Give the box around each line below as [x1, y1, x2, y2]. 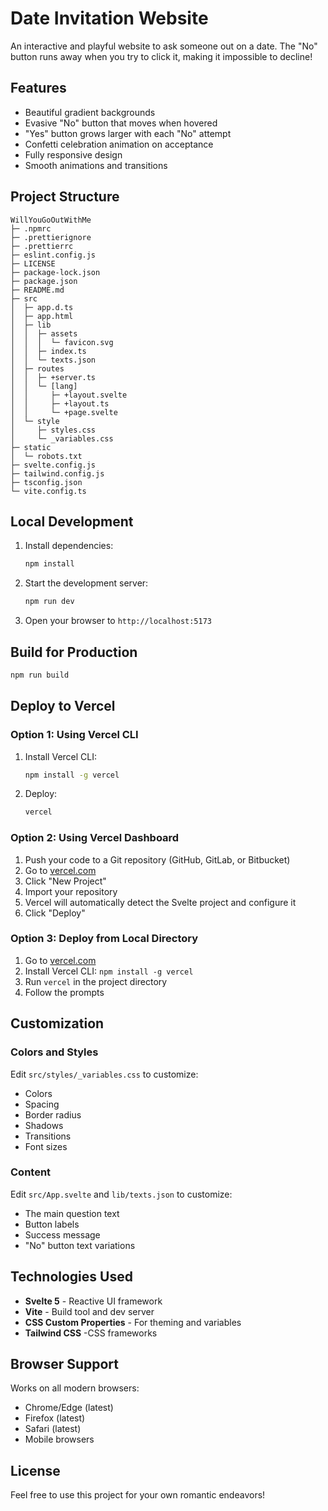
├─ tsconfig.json [10, 477, 83, 487]
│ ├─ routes [10, 363, 65, 374]
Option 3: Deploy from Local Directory [10, 932, 199, 946]
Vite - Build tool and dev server [24, 1305, 155, 1317]
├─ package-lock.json [10, 267, 101, 277]
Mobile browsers [24, 1433, 95, 1446]
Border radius [24, 1108, 82, 1121]
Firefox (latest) [24, 1412, 86, 1424]
